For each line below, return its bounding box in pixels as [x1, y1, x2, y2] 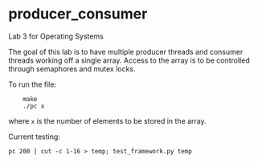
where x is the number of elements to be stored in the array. [8, 116, 207, 125]
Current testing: [8, 132, 60, 141]
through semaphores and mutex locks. [8, 63, 136, 73]
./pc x [23, 102, 45, 110]
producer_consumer [8, 5, 148, 23]
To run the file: [8, 79, 57, 89]
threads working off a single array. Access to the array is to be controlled [8, 55, 251, 65]
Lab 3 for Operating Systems [8, 31, 104, 41]
